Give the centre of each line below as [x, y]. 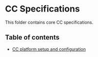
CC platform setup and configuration [49, 49]
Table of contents [32, 37]
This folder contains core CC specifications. [49, 22]
